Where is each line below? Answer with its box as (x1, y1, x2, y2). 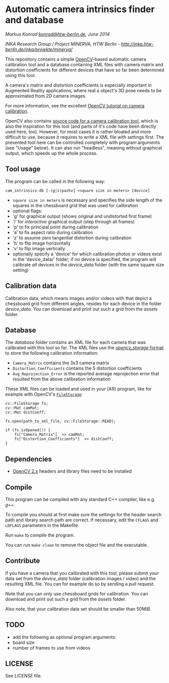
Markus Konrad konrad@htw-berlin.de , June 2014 (5, 31, 110, 37)
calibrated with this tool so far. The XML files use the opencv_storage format (5, 345, 164, 351)
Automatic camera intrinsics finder (5, 4, 155, 15)
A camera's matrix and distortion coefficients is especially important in (5, 82, 152, 88)
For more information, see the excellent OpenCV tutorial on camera (5, 102, 145, 108)
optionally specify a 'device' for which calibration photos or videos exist (12, 251, 162, 257)
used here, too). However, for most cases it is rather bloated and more (5, 128, 151, 135)
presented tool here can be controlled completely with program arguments (5, 139, 160, 145)
